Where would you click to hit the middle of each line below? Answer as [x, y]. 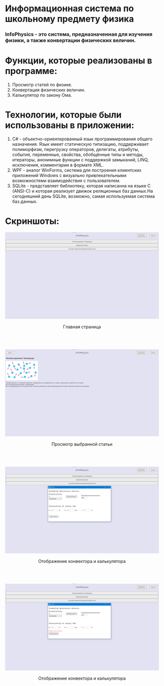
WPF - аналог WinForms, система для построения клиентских [77, 170]
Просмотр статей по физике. [42, 85]
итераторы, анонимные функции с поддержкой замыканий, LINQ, [80, 159]
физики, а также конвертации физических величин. [71, 41]
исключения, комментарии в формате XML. [58, 165]
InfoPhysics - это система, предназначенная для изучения [79, 34]
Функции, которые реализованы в [79, 61]
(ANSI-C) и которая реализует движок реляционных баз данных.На [82, 191]
